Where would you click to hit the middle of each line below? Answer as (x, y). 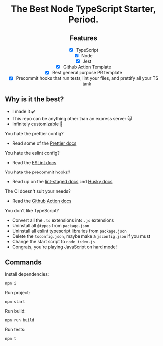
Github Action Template (87, 67)
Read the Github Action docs (42, 201)
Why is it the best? (35, 99)
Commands (24, 262)
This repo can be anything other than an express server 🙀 (72, 119)
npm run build (20, 320)
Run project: (18, 293)
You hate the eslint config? (32, 153)
